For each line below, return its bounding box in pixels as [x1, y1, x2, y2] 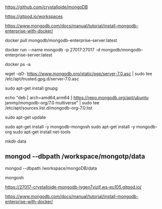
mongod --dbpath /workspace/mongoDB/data [5, 165, 97, 171]
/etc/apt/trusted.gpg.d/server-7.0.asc [5, 76, 79, 81]
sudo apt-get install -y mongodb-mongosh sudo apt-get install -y [5, 124, 135, 129]
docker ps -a [5, 62, 30, 67]
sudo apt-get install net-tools [13, 129, 71, 135]
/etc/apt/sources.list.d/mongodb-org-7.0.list [5, 105, 93, 111]
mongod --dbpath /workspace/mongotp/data [5, 152, 145, 161]
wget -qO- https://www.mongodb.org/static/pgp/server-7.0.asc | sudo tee [5, 71, 152, 77]
